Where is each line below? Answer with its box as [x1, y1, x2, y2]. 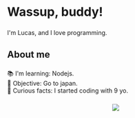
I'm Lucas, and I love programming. [7, 29, 107, 37]
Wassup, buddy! [7, 4, 103, 20]
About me [7, 49, 50, 60]
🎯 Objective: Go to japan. [7, 80, 78, 88]
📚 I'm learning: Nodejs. [7, 69, 74, 78]
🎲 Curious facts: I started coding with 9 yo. [7, 86, 129, 95]
